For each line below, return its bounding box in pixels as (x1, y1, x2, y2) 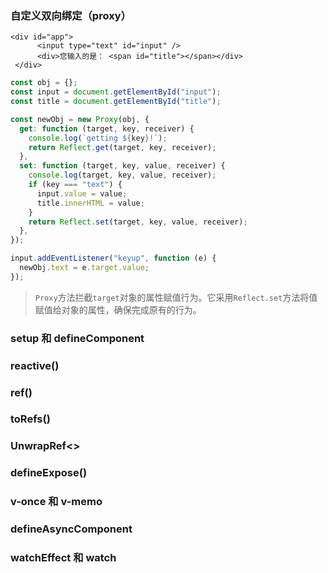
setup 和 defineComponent (10, 331, 145, 345)
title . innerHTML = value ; (36, 198, 145, 208)
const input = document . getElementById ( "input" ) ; (10, 87, 222, 97)
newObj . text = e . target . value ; (19, 263, 150, 273)
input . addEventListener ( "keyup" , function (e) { (10, 253, 217, 264)
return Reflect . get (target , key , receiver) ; (28, 142, 217, 152)
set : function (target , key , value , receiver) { (19, 161, 226, 171)
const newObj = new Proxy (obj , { (10, 114, 150, 124)
